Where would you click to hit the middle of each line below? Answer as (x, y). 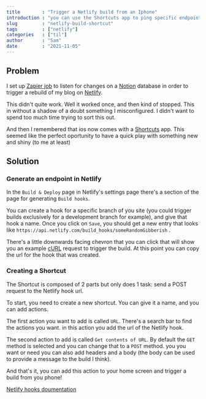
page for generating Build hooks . (48, 199)
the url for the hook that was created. (53, 255)
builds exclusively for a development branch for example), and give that (97, 217)
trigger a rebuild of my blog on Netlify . (55, 92)
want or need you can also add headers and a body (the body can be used (101, 352)
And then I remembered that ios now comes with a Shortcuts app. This (96, 129)
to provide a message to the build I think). (59, 359)
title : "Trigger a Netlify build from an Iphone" (82, 12)
